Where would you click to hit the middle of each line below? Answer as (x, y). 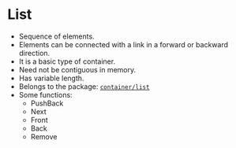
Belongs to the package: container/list (84, 86)
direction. (34, 53)
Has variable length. (51, 78)
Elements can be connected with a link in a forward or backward (124, 44)
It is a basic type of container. (67, 61)
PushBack (47, 103)
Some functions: (45, 94)
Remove (44, 136)
